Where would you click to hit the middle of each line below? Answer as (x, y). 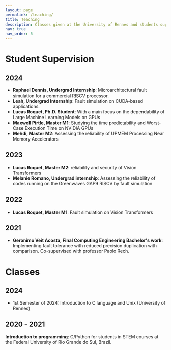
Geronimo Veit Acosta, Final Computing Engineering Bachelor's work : (88, 240)
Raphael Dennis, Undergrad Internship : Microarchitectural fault (80, 90)
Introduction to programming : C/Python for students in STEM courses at (82, 337)
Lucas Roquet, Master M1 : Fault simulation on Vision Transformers (83, 212)
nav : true (16, 29)
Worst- (154, 123)
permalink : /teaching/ (29, 15)
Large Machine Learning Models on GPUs (56, 117)
